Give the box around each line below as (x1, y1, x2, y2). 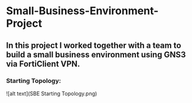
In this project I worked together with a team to (6, 40, 181, 50)
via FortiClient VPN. (6, 59, 80, 69)
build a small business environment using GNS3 (6, 49, 186, 60)
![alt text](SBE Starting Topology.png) (6, 90, 97, 97)
